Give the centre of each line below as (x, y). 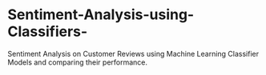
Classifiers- (48, 32)
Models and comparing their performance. (78, 62)
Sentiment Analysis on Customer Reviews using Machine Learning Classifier (133, 53)
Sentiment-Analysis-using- (101, 15)
